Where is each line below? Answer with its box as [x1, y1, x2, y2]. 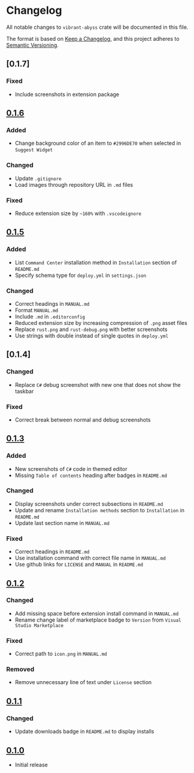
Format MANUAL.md [14, 306, 59, 314]
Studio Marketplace [14, 622, 64, 628]
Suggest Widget [14, 147, 53, 153]
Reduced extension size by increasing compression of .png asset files [14, 319, 187, 326]
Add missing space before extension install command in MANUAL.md [14, 610, 179, 617]
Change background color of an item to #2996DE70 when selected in [14, 139, 181, 147]
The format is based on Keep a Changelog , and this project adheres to [6, 35, 180, 42]
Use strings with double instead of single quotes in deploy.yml [14, 332, 169, 339]
